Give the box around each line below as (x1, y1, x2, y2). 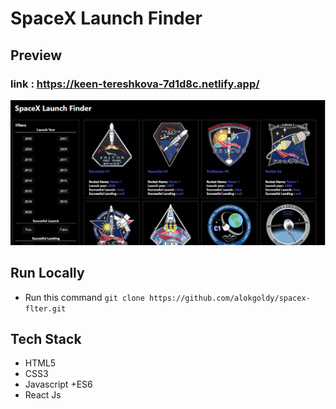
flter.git (24, 303, 67, 314)
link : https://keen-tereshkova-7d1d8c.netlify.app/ (10, 77, 260, 91)
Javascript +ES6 (24, 378, 93, 391)
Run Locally (10, 265, 85, 282)
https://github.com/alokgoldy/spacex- (149, 293, 311, 303)
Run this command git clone (24, 291, 145, 303)
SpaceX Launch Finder (10, 7, 203, 30)
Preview (10, 47, 63, 64)
